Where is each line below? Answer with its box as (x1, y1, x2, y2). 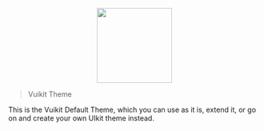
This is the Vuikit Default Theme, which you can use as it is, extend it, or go (8, 105, 257, 114)
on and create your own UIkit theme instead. (8, 113, 154, 123)
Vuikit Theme (27, 89, 72, 99)
